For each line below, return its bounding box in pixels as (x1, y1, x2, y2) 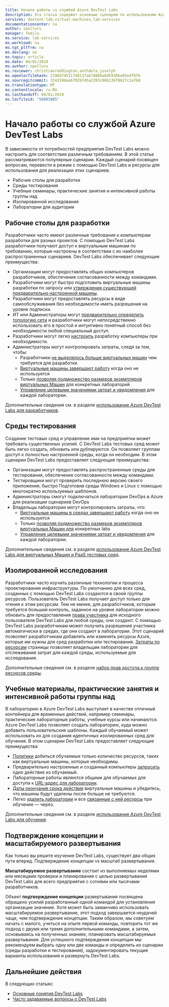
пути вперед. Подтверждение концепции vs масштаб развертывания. (5, 858, 156, 864)
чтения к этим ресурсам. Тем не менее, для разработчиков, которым (5, 601, 156, 607)
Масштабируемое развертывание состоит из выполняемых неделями (5, 868, 159, 874)
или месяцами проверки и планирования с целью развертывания (5, 873, 147, 879)
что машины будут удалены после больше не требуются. (12, 791, 136, 797)
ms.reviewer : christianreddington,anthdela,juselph (5, 69, 116, 74)
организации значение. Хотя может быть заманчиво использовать (5, 904, 149, 910)
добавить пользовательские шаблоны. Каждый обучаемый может (5, 727, 148, 733)
